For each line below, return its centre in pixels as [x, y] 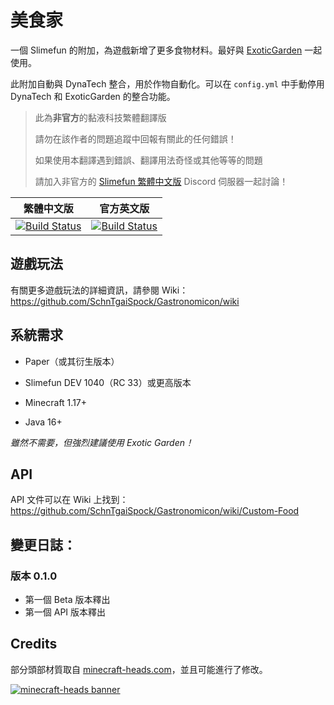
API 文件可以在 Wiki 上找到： [69, 500]
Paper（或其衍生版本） [72, 361]
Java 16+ [43, 422]
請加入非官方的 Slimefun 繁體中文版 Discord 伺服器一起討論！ [161, 181]
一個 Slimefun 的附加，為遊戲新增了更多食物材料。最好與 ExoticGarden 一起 [166, 50]
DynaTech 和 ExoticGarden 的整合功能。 [93, 96]
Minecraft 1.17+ [56, 402]
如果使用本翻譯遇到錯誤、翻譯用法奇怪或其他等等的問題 [148, 160]
